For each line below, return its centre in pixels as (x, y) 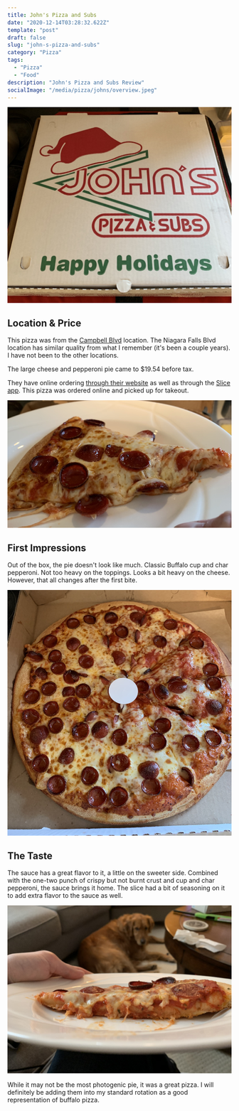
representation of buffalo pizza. (53, 1100)
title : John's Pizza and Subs (52, 15)
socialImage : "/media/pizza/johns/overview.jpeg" (83, 90)
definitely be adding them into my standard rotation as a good (98, 1092)
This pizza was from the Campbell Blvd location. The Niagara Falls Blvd (112, 340)
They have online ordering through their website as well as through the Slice (119, 383)
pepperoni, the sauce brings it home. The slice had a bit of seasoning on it (116, 888)
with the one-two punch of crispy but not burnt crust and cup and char (111, 880)
